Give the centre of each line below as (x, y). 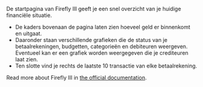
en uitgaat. (29, 33)
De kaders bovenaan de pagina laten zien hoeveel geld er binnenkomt (102, 27)
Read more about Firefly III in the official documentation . (77, 78)
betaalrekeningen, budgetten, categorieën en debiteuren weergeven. (101, 46)
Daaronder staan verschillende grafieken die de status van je (91, 40)
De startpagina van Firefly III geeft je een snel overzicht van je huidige (94, 9)
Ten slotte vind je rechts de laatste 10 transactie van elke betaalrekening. (106, 66)
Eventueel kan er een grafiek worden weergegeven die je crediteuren (101, 53)
